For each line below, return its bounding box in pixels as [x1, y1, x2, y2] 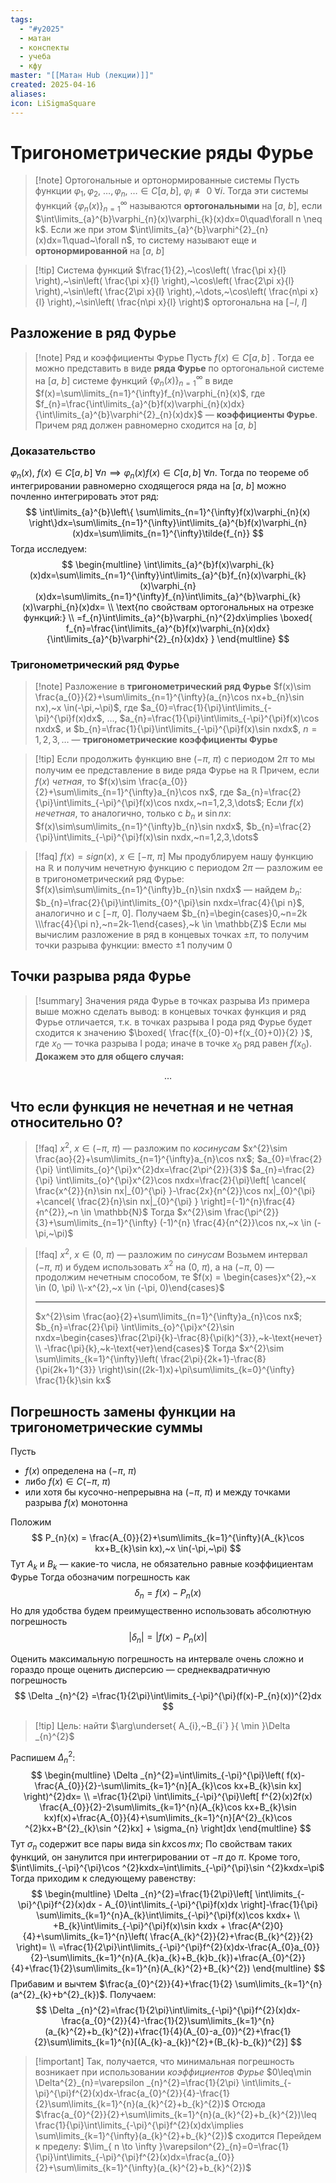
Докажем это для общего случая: [34, 1050, 185, 1062]
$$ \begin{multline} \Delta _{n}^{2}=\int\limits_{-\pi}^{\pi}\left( [30, 1769, 285, 1781]
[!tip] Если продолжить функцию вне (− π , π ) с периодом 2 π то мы [34, 753, 316, 765]
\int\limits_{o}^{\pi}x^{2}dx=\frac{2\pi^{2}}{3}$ [55, 1164, 248, 1176]
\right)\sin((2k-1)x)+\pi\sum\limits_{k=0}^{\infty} [98, 1364, 295, 1376]
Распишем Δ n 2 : [10, 1749, 76, 1765]
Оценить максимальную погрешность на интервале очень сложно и [10, 1652, 305, 1665]
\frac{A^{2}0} [228, 1919, 284, 1931]
